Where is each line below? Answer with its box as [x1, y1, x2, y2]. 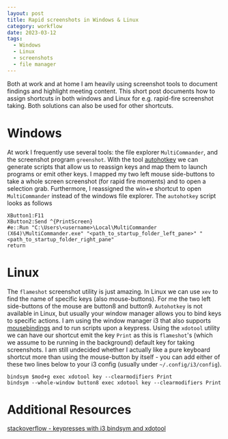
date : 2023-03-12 [7, 29, 57, 36]
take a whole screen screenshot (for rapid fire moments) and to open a [7, 177, 206, 185]
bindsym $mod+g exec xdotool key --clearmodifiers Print [7, 373, 173, 380]
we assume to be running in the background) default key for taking [7, 338, 195, 346]
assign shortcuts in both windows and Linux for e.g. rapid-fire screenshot [7, 94, 214, 103]
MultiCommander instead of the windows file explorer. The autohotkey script [7, 191, 216, 200]
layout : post [7, 10, 44, 17]
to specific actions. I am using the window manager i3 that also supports [7, 316, 212, 325]
